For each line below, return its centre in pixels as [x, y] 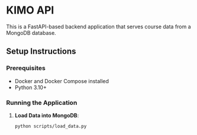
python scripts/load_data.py [51, 126]
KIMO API [30, 10]
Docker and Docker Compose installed [62, 81]
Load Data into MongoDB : [47, 115]
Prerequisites [26, 68]
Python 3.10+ [31, 87]
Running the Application [42, 103]
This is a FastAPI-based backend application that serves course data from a [98, 27]
